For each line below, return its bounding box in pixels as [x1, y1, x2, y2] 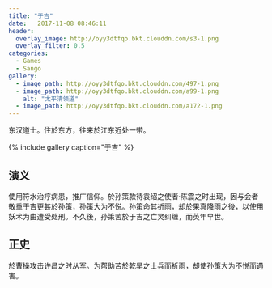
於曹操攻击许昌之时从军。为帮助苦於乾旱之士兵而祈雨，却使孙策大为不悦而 [8, 260, 257, 270]
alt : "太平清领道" [23, 95, 79, 103]
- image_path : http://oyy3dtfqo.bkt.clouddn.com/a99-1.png [15, 87, 219, 95]
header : [8, 27, 35, 35]
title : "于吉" [8, 11, 54, 20]
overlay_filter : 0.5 [15, 42, 85, 50]
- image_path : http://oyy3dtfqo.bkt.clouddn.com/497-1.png [15, 79, 219, 87]
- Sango [15, 65, 42, 73]
